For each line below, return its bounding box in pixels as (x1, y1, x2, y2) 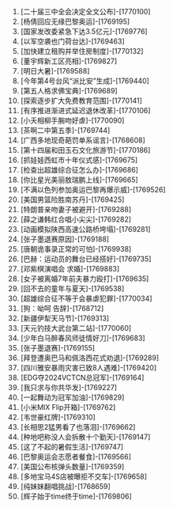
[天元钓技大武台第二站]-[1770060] (20, 324, 132, 332)
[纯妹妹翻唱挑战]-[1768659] (20, 482, 111, 491)
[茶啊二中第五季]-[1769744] (20, 126, 111, 135)
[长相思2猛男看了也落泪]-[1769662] (20, 423, 136, 431)
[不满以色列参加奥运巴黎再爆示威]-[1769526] (20, 185, 166, 194)
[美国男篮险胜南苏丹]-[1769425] (20, 195, 125, 204)
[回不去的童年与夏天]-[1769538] (20, 284, 125, 293)
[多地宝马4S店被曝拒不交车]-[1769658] (20, 472, 148, 481)
